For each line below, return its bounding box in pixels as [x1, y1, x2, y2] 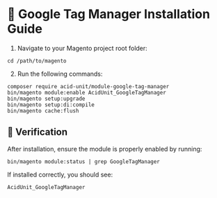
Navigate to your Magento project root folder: [17, 44, 147, 52]
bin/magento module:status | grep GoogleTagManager [7, 158, 160, 165]
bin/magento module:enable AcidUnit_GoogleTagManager [7, 89, 167, 96]
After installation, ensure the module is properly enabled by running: [7, 145, 202, 153]
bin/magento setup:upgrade [7, 95, 86, 102]
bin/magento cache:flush [7, 107, 79, 114]
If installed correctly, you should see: [7, 170, 113, 179]
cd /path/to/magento [7, 57, 67, 65]
